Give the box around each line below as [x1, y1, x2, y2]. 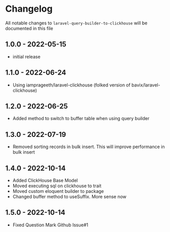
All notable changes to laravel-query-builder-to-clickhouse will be [5, 20, 148, 26]
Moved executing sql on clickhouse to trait [12, 183, 101, 189]
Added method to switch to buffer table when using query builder [12, 115, 150, 122]
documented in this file [5, 25, 53, 31]
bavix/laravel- [131, 82, 161, 88]
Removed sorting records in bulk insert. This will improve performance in [12, 143, 165, 150]
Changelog [5, 3, 53, 15]
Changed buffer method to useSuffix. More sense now [12, 194, 127, 199]
